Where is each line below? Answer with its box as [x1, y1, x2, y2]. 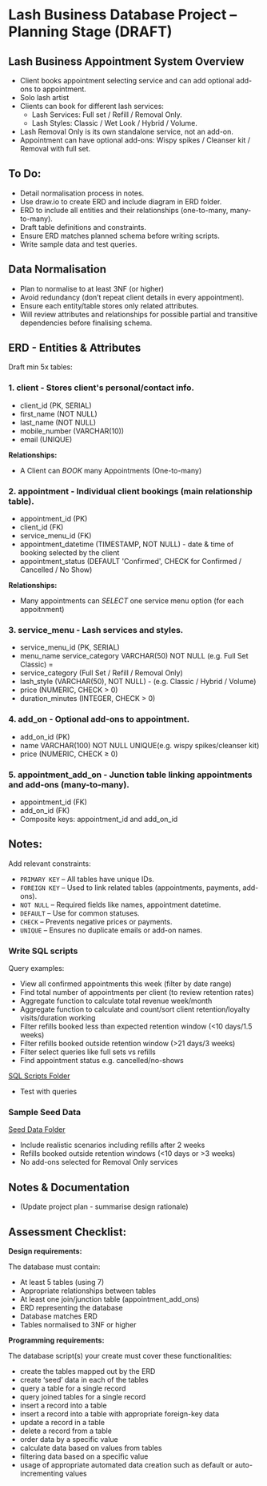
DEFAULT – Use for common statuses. [19, 908, 140, 918]
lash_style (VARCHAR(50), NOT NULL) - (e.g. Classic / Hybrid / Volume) [19, 677, 257, 687]
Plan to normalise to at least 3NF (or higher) [19, 284, 165, 293]
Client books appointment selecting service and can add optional [19, 76, 234, 85]
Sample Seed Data [8, 1106, 82, 1118]
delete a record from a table [19, 1426, 112, 1436]
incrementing [19, 1468, 64, 1478]
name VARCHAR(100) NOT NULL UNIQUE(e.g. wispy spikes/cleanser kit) [19, 740, 260, 750]
